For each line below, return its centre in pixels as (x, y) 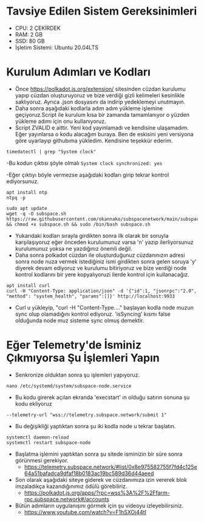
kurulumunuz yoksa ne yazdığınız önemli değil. (73, 248)
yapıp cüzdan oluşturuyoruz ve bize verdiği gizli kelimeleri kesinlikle (100, 95)
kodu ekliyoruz (34, 403)
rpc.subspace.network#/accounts (66, 499)
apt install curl (28, 285)
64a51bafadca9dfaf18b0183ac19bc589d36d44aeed (89, 473)
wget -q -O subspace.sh (36, 214)
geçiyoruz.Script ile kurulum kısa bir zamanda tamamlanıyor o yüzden (102, 114)
